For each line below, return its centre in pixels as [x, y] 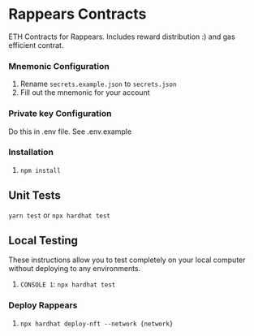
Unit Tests [34, 196]
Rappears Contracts [77, 14]
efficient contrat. [36, 45]
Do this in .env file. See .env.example [70, 131]
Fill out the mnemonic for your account [85, 93]
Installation [31, 153]
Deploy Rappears [43, 305]
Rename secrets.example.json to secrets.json [98, 84]
